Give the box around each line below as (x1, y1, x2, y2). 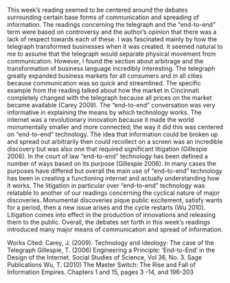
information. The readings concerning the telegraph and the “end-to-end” (7, 21, 216, 28)
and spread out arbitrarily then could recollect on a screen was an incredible (7, 138, 223, 145)
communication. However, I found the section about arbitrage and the (7, 57, 204, 65)
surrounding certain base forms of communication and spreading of (7, 13, 200, 21)
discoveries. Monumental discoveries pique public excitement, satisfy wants (7, 196, 223, 204)
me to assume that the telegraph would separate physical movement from (7, 50, 216, 58)
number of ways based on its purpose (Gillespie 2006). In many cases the (7, 160, 216, 167)
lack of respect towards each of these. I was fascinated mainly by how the (7, 35, 218, 43)
